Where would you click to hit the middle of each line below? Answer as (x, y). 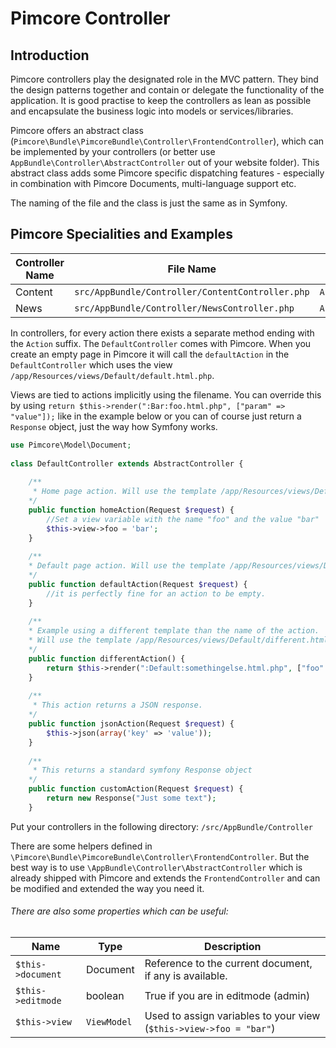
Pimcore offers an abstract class (77, 130)
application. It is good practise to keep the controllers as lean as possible (161, 100)
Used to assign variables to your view (232, 1016)
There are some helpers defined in (81, 846)
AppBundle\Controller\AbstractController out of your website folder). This (165, 162)
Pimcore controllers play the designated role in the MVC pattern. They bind (164, 79)
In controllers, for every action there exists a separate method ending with (162, 333)
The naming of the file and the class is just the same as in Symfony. (149, 203)
